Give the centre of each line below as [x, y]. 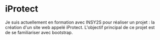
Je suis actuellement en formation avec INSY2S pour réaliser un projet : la [80, 22]
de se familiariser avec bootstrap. [39, 32]
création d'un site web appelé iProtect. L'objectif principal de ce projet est [80, 27]
